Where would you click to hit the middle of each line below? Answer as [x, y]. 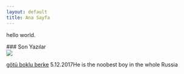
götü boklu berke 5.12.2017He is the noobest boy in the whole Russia [92, 64]
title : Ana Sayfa [28, 18]
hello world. [21, 35]
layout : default [27, 12]
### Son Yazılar [26, 47]
